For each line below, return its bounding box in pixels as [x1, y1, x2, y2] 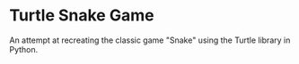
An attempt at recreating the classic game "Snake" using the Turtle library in [9, 35, 291, 45]
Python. [9, 44, 39, 54]
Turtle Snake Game [9, 5, 154, 26]
